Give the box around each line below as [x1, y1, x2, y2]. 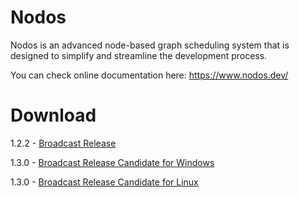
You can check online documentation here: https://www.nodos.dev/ [10, 69, 289, 81]
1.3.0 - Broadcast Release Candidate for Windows [10, 156, 215, 168]
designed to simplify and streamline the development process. [10, 49, 268, 61]
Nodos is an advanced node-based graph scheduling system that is [10, 39, 290, 51]
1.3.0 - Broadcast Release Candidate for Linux [10, 176, 199, 188]
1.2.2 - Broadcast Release [10, 137, 117, 149]
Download [10, 104, 97, 127]
